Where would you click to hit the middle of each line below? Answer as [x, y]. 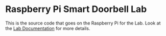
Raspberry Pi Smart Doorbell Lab [76, 9]
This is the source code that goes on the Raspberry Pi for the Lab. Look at [83, 23]
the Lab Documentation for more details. [48, 28]
